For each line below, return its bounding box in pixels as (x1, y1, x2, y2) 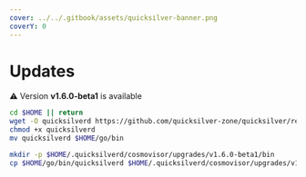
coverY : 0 (9, 22, 47, 31)
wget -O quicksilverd (9, 117, 92, 126)
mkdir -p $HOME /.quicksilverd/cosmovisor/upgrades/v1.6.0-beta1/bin (9, 150, 275, 159)
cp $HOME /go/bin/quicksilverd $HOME (9, 158, 148, 168)
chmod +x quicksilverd (9, 125, 96, 134)
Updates (9, 61, 76, 82)
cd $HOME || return (9, 108, 84, 118)
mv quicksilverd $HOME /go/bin (9, 133, 125, 143)
